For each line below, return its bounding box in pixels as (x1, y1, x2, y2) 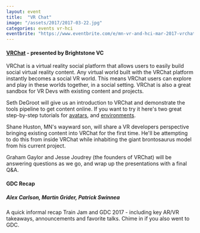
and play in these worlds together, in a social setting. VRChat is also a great (6, 81, 191, 89)
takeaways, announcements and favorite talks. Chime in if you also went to (6, 215, 190, 222)
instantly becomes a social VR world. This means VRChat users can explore (6, 75, 192, 82)
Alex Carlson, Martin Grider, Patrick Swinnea (6, 194, 120, 201)
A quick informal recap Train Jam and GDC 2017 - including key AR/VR (6, 209, 180, 216)
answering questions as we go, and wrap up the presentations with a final (6, 160, 187, 167)
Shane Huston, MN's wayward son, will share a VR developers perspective (6, 123, 189, 131)
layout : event (6, 8, 42, 15)
